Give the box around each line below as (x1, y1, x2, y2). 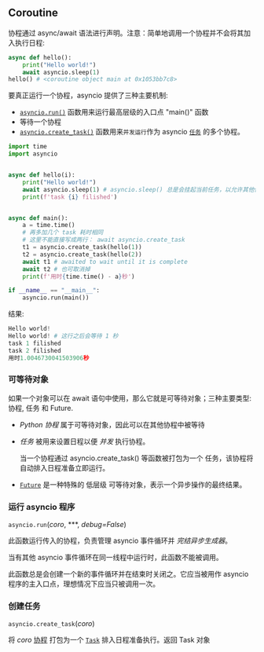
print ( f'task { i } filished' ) (22, 192, 118, 201)
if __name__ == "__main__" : (8, 287, 101, 295)
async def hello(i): (8, 171, 76, 179)
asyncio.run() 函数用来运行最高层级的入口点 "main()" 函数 (19, 108, 209, 117)
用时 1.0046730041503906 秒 (8, 353, 90, 362)
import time (8, 143, 47, 151)
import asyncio (8, 150, 58, 158)
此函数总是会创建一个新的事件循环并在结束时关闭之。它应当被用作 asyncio (8, 570, 249, 579)
